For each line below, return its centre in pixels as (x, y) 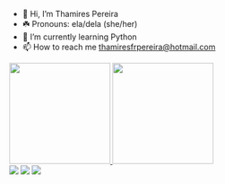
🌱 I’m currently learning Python (79, 37)
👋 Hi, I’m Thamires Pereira (70, 14)
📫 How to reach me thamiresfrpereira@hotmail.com (119, 47)
